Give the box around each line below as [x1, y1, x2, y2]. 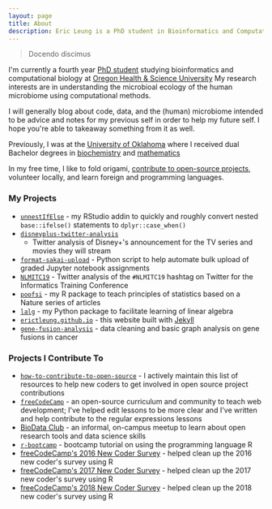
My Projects [8, 192, 57, 204]
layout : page [8, 11, 53, 20]
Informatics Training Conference [19, 280, 129, 290]
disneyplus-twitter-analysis [19, 230, 119, 238]
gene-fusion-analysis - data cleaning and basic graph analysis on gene [19, 323, 260, 333]
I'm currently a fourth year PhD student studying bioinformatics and [8, 65, 234, 75]
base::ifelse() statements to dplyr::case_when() [19, 220, 186, 230]
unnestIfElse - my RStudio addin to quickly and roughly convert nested [19, 211, 259, 221]
